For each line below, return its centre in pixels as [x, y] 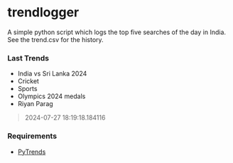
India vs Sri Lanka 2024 [52, 74]
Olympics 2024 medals [52, 96]
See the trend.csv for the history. [56, 39]
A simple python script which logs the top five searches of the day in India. [116, 32]
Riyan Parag [35, 104]
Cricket [28, 81]
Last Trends [28, 58]
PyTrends [32, 152]
